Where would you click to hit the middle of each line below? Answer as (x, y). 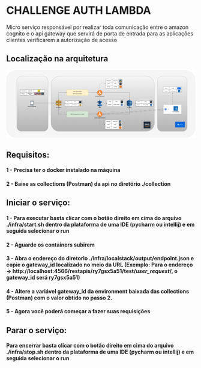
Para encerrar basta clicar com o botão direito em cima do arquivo (90, 346)
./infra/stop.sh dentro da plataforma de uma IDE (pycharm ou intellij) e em (100, 352)
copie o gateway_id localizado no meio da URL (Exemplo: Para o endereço (100, 265)
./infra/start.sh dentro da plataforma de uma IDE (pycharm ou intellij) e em (100, 224)
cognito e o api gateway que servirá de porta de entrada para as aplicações (100, 33)
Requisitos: (28, 155)
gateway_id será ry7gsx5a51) (43, 278)
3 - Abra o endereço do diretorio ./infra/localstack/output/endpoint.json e (100, 259)
